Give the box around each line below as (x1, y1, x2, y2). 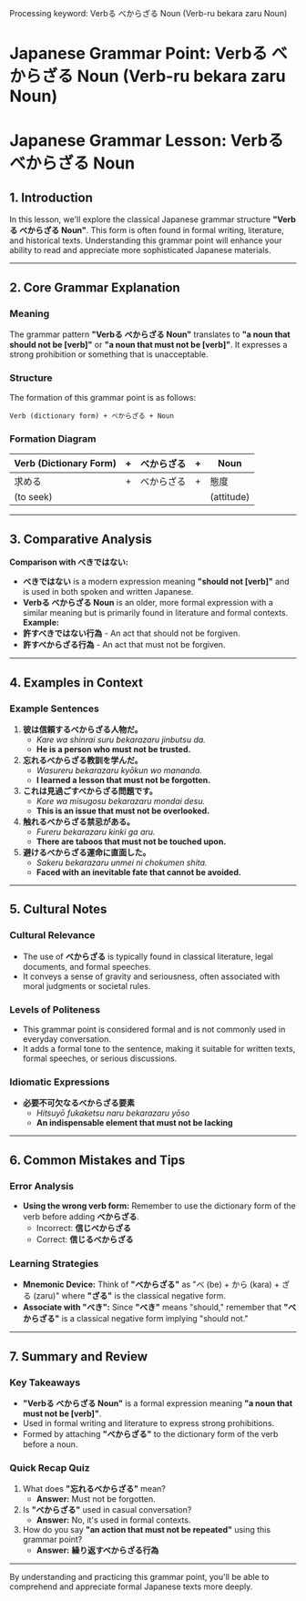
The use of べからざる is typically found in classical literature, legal (22, 951, 273, 962)
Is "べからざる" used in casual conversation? (22, 1504, 192, 1515)
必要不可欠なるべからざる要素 (22, 1097, 135, 1108)
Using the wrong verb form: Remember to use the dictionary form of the (22, 1200, 296, 1211)
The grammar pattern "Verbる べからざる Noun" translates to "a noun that (9, 329, 291, 340)
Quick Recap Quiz (9, 1461, 90, 1474)
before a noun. (22, 1438, 78, 1450)
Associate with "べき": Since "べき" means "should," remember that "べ (22, 1301, 297, 1313)
